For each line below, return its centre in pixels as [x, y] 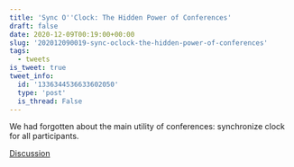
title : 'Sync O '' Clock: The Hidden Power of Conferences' [120, 18]
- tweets [34, 59]
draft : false [34, 26]
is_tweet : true [38, 68]
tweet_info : [32, 76]
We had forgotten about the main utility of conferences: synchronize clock [147, 127]
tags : [19, 51]
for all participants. [44, 136]
